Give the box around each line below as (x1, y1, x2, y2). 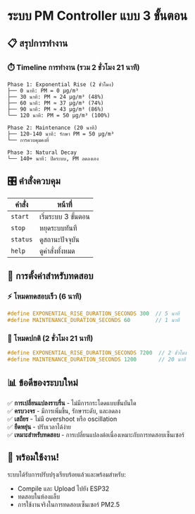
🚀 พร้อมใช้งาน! (7, 451, 60, 463)
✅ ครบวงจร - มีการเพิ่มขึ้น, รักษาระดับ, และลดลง (7, 407, 121, 415)
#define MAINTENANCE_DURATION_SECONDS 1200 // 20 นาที (7, 356, 187, 364)
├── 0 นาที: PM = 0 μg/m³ (7, 87, 79, 94)
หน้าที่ (57, 199, 73, 209)
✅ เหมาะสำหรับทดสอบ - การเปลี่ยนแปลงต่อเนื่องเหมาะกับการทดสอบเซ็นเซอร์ (7, 430, 185, 438)
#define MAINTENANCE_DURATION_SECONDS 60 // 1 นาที (7, 317, 180, 324)
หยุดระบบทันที (39, 223, 77, 233)
